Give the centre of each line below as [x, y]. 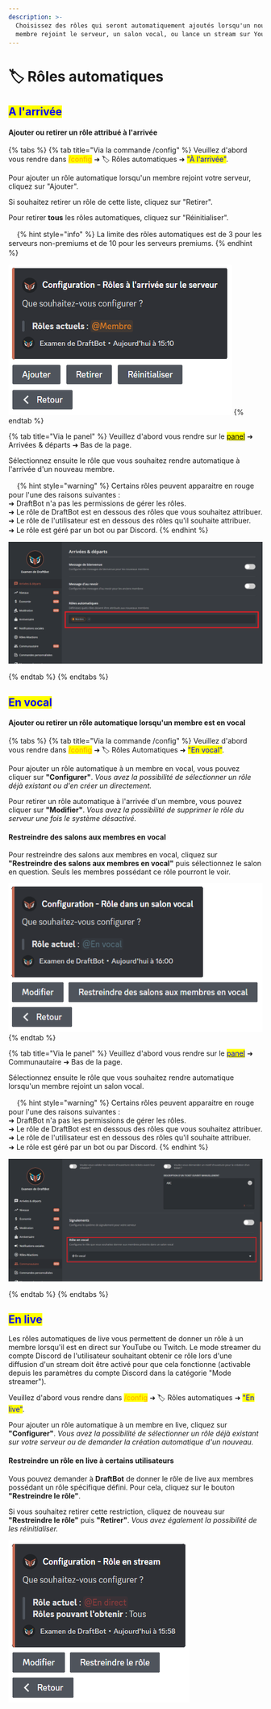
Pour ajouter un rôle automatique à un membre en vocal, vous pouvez [124, 768]
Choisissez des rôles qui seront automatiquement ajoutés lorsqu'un [133, 25]
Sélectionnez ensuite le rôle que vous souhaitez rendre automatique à [124, 461]
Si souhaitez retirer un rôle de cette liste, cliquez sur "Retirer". [111, 202]
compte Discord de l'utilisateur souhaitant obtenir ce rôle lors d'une [120, 1356]
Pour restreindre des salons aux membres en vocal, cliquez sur [113, 855]
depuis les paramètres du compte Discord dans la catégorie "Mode [120, 1373]
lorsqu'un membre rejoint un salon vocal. [76, 1086]
